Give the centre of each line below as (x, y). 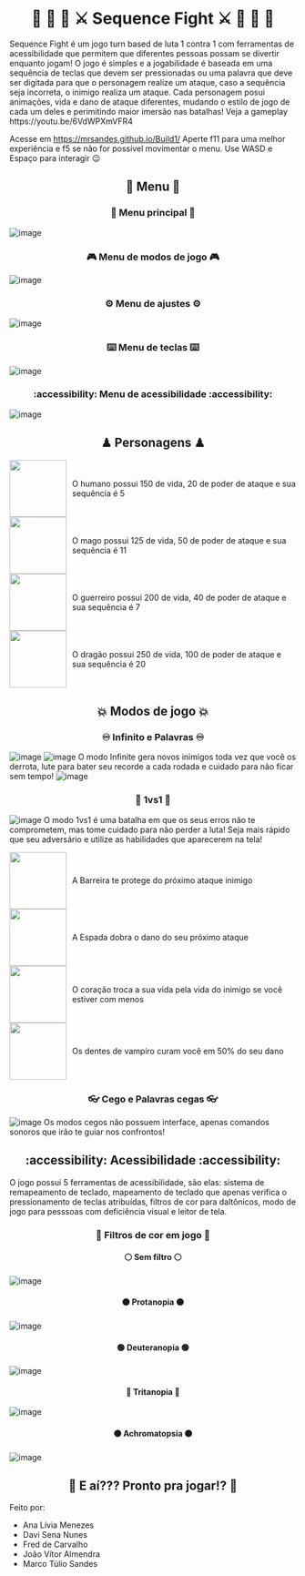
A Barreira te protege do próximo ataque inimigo (163, 880)
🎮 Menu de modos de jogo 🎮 (153, 257)
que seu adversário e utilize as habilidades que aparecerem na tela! (136, 839)
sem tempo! (32, 777)
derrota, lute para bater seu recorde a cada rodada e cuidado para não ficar (152, 767)
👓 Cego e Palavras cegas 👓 (153, 1099)
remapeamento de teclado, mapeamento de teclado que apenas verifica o (148, 1192)
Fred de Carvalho (55, 1545)
